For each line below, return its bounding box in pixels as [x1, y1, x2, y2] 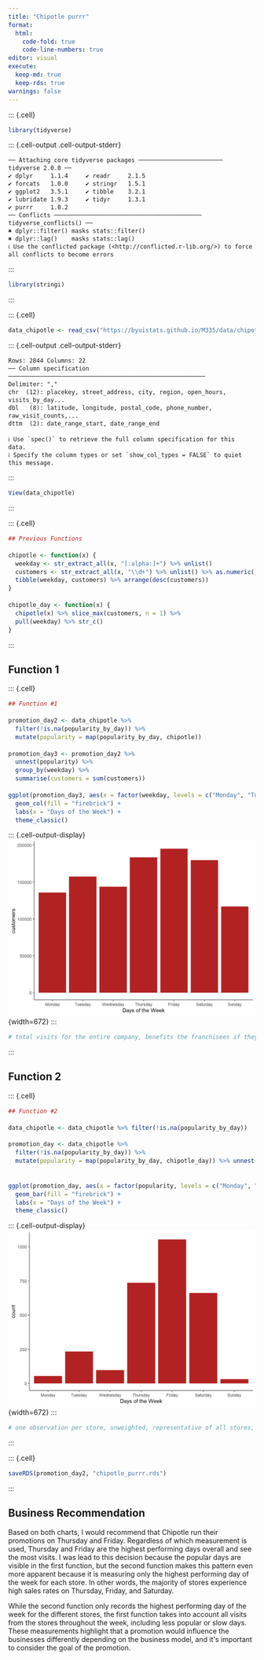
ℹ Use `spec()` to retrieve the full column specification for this [8, 436, 236, 444]
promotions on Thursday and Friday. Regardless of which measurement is [8, 1536, 247, 1545]
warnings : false [8, 87, 61, 95]
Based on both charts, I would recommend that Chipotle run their [8, 1527, 218, 1537]
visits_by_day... [8, 396, 65, 404]
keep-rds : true [15, 79, 65, 86]
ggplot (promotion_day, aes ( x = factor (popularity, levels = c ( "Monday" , [8, 1182, 251, 1190]
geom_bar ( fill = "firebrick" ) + [15, 1190, 122, 1198]
